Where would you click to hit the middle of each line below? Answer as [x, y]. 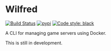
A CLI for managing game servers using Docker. [56, 33]
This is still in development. [34, 43]
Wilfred [21, 9]
